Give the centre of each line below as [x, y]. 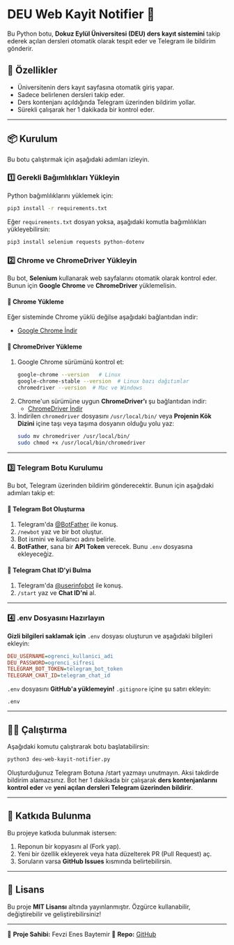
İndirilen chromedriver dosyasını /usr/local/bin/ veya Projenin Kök [114, 416]
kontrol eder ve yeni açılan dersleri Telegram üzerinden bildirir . [100, 787]
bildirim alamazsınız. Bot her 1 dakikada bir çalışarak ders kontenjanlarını [112, 780]
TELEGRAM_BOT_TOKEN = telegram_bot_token [65, 669]
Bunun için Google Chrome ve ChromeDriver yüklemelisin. [92, 285]
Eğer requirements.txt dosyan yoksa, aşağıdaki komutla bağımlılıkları [107, 221]
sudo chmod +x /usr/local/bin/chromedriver [81, 443]
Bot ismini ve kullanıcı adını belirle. [67, 539]
